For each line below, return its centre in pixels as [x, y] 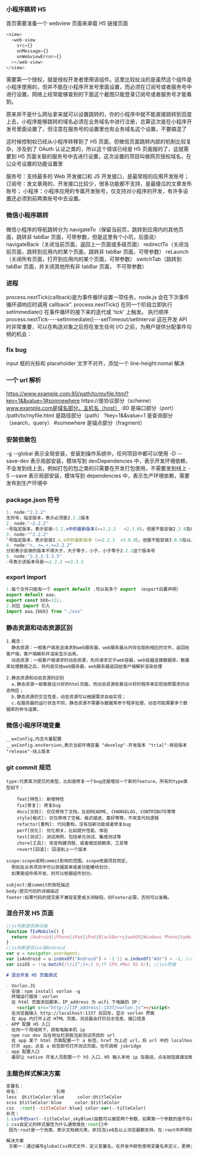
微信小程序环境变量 [33, 725]
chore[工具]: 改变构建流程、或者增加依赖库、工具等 [72, 843]
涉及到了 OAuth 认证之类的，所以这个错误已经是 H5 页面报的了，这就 [100, 149]
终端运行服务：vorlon [35, 997]
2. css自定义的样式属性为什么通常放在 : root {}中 [57, 1125]
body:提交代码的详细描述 [32, 891]
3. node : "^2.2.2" [27, 534]
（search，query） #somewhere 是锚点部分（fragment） [76, 423]
